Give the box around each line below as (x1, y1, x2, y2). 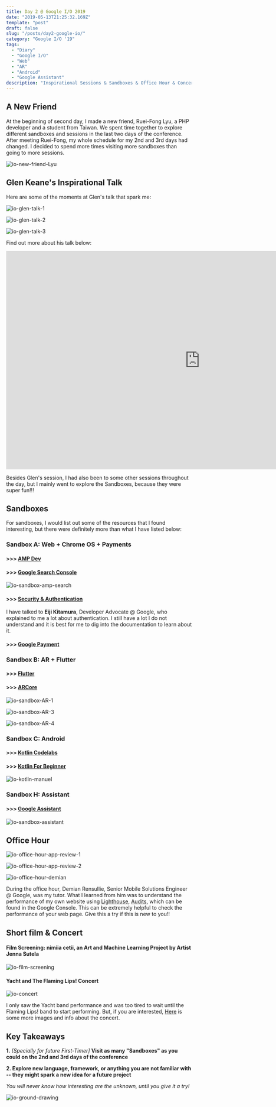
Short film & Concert (6, 927, 83, 937)
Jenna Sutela (6, 950, 40, 957)
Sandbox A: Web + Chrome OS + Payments (6, 540, 132, 548)
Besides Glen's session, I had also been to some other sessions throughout (6, 474, 189, 481)
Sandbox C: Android (6, 734, 65, 742)
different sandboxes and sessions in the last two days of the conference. (6, 130, 183, 137)
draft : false (6, 25, 38, 31)
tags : (6, 42, 19, 48)
